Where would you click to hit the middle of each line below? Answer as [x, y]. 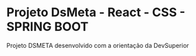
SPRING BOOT [48, 27]
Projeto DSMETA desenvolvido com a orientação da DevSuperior [98, 45]
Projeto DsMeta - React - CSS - [96, 12]
